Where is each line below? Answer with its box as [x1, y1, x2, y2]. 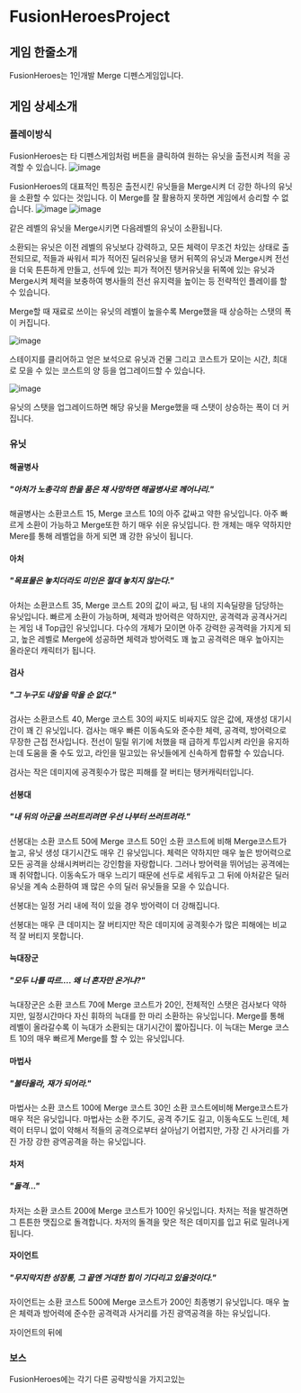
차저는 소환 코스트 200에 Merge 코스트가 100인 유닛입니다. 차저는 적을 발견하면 [9, 1205, 289, 1215]
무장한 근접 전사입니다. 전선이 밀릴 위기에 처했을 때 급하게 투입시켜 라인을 [9, 736, 266, 747]
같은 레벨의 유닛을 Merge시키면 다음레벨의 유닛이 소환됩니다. [9, 223, 223, 233]
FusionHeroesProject [9, 6, 171, 27]
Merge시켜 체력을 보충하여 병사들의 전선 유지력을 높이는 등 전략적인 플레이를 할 [9, 275, 288, 286]
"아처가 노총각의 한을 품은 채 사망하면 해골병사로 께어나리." [9, 484, 214, 495]
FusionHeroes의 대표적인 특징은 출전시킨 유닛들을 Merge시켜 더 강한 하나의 [9, 180, 277, 191]
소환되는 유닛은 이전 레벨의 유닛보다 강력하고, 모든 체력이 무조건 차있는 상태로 [9, 241, 280, 252]
